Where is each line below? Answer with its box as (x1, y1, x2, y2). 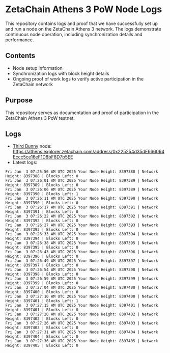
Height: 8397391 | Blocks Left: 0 (5, 209, 79, 214)
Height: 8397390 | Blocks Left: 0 (5, 200, 79, 206)
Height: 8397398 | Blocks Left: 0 (5, 271, 79, 277)
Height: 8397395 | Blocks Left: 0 (5, 245, 79, 250)
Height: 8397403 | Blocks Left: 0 (5, 325, 79, 331)
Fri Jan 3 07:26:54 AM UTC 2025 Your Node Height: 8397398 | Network (5, 267, 158, 273)
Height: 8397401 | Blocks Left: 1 (5, 298, 79, 304)
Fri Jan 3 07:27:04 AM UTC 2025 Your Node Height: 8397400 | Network (5, 285, 158, 290)
